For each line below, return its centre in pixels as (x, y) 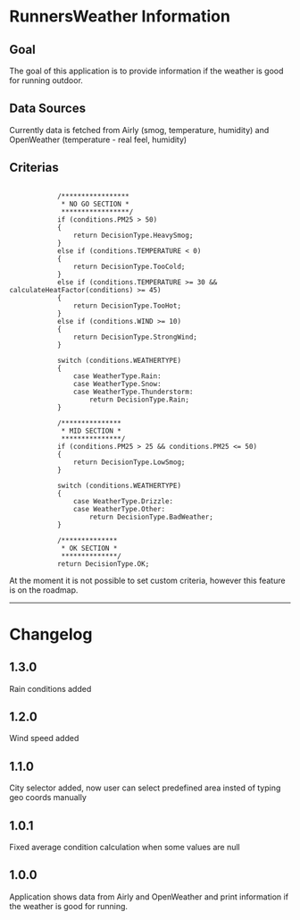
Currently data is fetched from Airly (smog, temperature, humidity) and (139, 130)
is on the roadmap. (44, 590)
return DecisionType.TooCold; (129, 266)
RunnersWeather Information (120, 17)
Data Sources (48, 109)
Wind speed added (44, 739)
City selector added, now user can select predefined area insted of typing (145, 788)
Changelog (51, 634)
